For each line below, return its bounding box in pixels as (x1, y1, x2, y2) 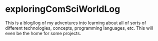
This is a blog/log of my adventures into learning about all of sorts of (5, 20, 146, 26)
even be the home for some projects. (5, 30, 81, 36)
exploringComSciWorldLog (5, 3, 120, 15)
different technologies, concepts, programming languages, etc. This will (5, 25, 153, 31)
